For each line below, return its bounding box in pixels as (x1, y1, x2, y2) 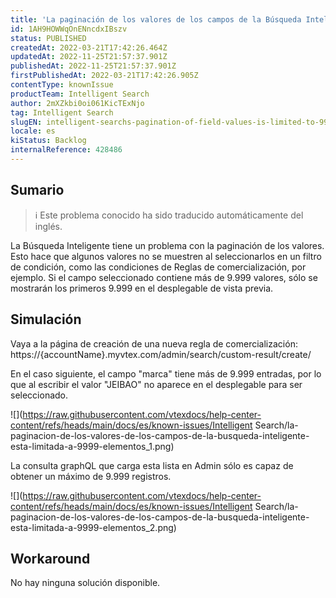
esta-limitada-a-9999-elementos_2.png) (10, 521, 177, 533)
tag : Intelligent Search (10, 107, 114, 118)
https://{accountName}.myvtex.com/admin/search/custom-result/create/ (10, 348, 312, 360)
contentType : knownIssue (10, 80, 114, 90)
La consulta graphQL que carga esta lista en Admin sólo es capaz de (10, 459, 294, 471)
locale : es (10, 126, 56, 136)
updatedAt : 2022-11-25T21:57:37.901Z (10, 52, 168, 62)
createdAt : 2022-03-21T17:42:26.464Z (10, 42, 168, 53)
